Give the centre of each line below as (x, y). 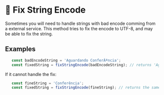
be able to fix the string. (29, 34)
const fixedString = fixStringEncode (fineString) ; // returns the (81, 88)
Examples (20, 49)
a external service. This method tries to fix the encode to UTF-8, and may (79, 28)
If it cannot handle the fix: (31, 74)
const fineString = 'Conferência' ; (48, 83)
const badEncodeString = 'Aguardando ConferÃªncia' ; (66, 60)
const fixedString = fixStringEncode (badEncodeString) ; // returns (82, 65)
